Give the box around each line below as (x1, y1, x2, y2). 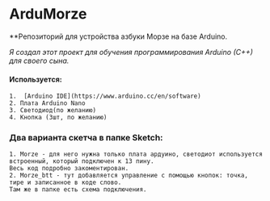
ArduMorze (9, 5, 87, 23)
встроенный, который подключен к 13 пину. (9, 157, 154, 165)
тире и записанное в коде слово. (9, 178, 122, 186)
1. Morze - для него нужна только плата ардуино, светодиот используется (9, 150, 264, 158)
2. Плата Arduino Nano (9, 99, 86, 107)
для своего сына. (9, 56, 70, 65)
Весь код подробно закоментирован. (9, 165, 129, 173)
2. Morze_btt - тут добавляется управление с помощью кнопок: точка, (9, 171, 249, 180)
